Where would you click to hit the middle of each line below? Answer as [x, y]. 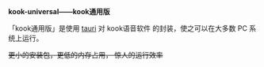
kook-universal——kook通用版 [59, 11]
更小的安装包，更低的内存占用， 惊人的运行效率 [86, 55]
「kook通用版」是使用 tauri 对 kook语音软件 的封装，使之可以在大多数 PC [128, 28]
